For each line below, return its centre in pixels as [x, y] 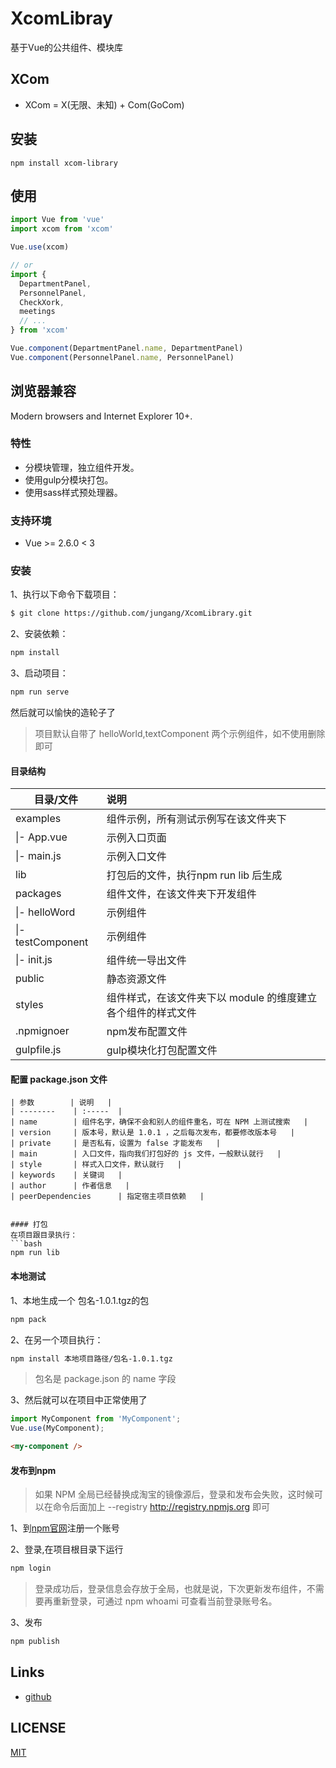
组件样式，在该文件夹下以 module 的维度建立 [212, 998]
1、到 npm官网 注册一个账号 [65, 1528]
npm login [31, 1568]
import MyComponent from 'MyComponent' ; [96, 1419]
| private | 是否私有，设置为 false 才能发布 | [115, 1143]
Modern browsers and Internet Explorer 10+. [101, 416]
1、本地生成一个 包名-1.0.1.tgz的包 [80, 1300]
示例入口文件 [136, 857]
